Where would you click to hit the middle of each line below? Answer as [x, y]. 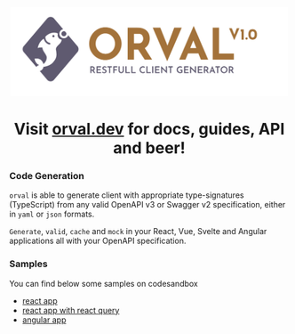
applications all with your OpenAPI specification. [98, 241]
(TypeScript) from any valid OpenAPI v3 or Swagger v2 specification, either [147, 205]
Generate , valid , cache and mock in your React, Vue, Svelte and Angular [138, 232]
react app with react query [71, 310]
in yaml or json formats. [52, 214]
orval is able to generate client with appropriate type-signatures [127, 195]
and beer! [149, 148]
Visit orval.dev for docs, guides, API [149, 130]
